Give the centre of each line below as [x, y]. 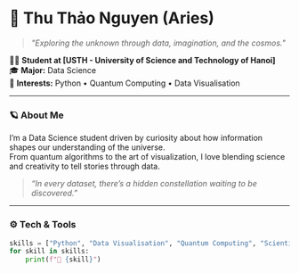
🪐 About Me [36, 115]
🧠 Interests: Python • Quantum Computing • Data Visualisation [125, 83]
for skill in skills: [49, 252]
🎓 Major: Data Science [53, 70]
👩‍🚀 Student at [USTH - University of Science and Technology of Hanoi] [142, 60]
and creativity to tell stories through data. [85, 166]
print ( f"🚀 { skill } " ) [63, 260]
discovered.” [54, 193]
